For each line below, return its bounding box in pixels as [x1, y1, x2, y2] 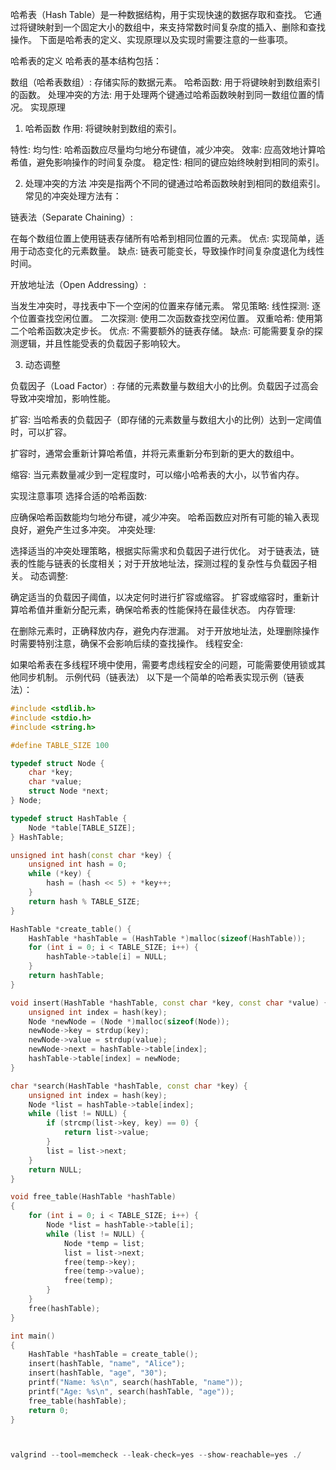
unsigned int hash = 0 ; [28, 859, 128, 870]
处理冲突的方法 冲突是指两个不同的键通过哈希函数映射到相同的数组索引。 [24, 178, 326, 189]
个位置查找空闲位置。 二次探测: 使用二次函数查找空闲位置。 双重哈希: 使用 [10, 313, 315, 324]
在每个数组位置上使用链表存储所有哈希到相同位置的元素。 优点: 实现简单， [10, 233, 316, 244]
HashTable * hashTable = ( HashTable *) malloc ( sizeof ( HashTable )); [28, 933, 307, 943]
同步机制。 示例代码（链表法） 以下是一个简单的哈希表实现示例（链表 [18, 671, 305, 683]
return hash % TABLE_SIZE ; [28, 896, 141, 907]
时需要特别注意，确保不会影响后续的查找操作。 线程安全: [10, 638, 243, 649]
